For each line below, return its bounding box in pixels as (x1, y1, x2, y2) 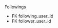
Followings (4, 4, 26, 9)
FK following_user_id (11, 13, 54, 19)
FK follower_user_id (11, 19, 52, 24)
